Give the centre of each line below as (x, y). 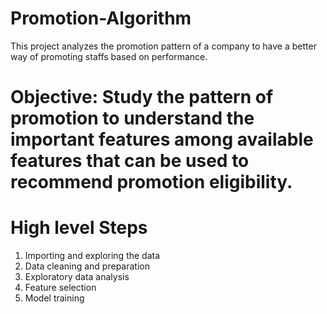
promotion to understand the (132, 118)
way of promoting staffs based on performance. (109, 56)
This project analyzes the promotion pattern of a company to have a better (163, 46)
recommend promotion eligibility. (151, 182)
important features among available (162, 139)
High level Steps (79, 228)
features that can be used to (130, 161)
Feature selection (60, 288)
